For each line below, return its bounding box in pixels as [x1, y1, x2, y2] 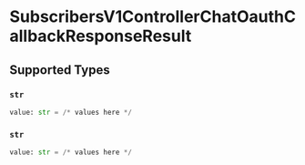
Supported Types [9, 62, 111, 77]
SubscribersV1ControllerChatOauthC [9, 6, 296, 27]
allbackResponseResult [9, 26, 192, 46]
